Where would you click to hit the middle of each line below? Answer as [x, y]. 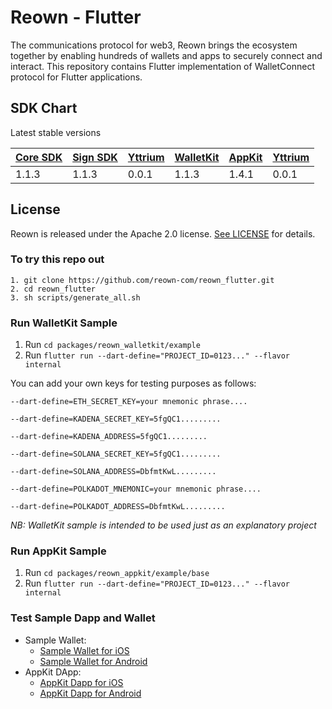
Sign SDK [95, 157]
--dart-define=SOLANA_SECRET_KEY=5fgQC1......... [116, 454]
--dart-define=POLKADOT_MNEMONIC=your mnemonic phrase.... [136, 489]
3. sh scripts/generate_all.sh [75, 297]
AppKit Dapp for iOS [81, 682]
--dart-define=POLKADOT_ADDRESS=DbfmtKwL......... [118, 507]
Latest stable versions [56, 132]
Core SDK [39, 157]
